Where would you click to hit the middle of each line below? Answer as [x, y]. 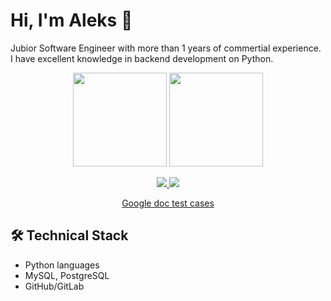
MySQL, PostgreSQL [67, 275]
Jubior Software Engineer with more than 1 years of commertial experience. [166, 48]
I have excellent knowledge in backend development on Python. [142, 58]
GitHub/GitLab [54, 286]
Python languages [62, 265]
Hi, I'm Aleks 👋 [71, 20]
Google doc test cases [168, 203]
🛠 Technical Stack [69, 235]
